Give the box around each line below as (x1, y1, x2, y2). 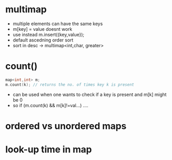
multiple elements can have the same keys (12, 21, 103, 27)
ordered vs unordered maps (5, 120, 127, 132)
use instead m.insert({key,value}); (12, 31, 85, 37)
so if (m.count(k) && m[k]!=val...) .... (12, 102, 88, 108)
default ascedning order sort (12, 37, 73, 43)
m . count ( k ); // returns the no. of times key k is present (5, 82, 135, 87)
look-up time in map (5, 144, 92, 155)
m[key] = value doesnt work (12, 26, 73, 32)
